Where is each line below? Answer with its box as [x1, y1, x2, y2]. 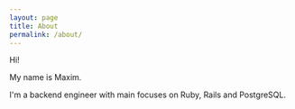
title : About [9, 22, 59, 31]
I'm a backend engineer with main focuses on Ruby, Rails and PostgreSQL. [9, 89, 287, 100]
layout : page [9, 13, 59, 23]
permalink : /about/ [9, 30, 83, 39]
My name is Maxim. [9, 72, 82, 83]
